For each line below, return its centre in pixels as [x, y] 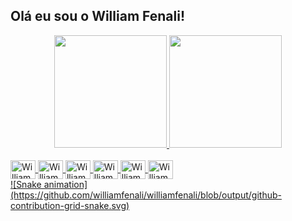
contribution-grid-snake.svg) [70, 205]
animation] [65, 184]
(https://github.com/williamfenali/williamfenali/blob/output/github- [146, 195]
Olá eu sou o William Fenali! [97, 16]
